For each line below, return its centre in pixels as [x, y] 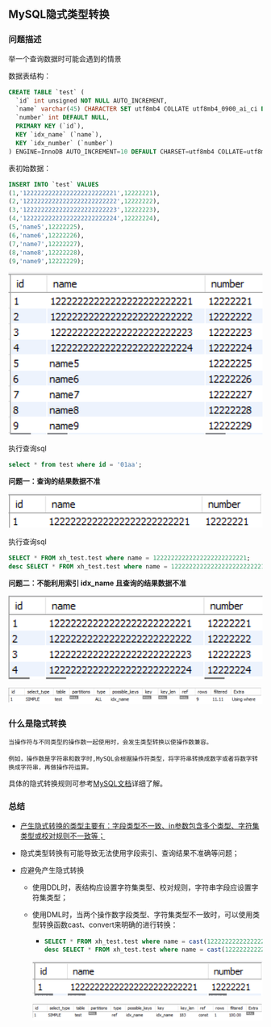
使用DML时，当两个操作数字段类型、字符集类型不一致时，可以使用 [142, 914]
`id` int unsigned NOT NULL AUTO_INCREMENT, [92, 101]
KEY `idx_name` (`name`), [59, 135]
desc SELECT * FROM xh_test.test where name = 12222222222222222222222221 [137, 567]
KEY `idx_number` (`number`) [65, 143]
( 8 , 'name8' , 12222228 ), [46, 253]
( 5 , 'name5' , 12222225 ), [46, 227]
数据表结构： [29, 76]
